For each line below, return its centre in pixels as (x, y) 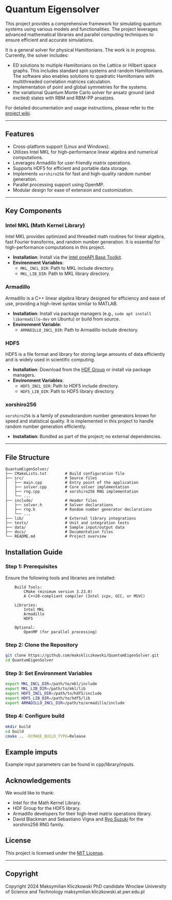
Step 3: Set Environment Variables (49, 673)
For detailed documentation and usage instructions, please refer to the (80, 108)
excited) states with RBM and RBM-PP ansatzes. (64, 98)
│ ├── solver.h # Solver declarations (59, 505)
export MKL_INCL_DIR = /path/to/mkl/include (51, 684)
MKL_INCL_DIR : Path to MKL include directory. (67, 268)
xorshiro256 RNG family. (38, 825)
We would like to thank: (30, 793)
